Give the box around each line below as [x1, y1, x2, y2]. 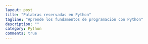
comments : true [5, 31, 37, 36]
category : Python [5, 26, 42, 31]
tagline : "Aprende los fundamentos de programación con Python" [5, 17, 143, 22]
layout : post [5, 7, 33, 13]
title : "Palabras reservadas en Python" [5, 12, 92, 17]
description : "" [5, 21, 39, 27]
